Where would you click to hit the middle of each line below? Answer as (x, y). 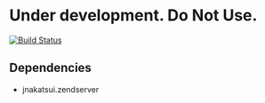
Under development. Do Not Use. (133, 16)
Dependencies (50, 68)
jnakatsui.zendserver (60, 89)
